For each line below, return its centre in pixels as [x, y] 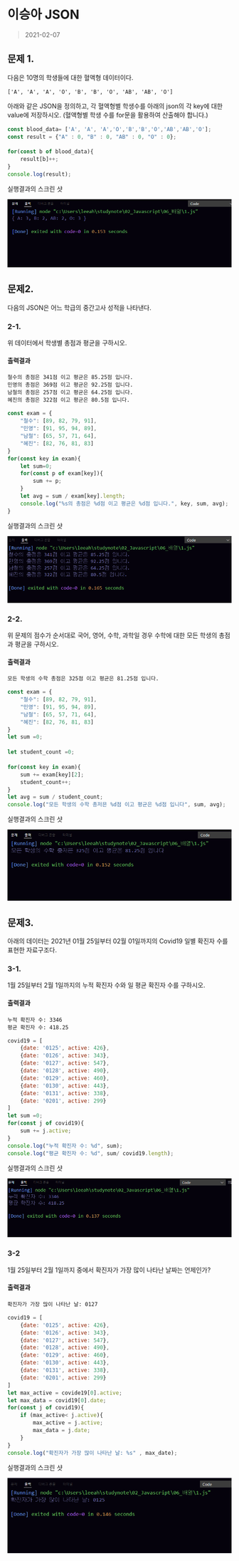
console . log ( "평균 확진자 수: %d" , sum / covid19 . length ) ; [91, 1153]
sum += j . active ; [46, 1131]
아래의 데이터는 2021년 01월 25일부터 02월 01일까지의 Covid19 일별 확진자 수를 [118, 941]
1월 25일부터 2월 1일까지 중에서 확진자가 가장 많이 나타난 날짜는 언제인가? [109, 1270]
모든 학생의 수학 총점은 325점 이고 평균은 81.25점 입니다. [83, 679]
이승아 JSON [43, 15]
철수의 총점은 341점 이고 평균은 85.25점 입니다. [70, 377]
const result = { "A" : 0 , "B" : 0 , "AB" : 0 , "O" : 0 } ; [92, 137]
